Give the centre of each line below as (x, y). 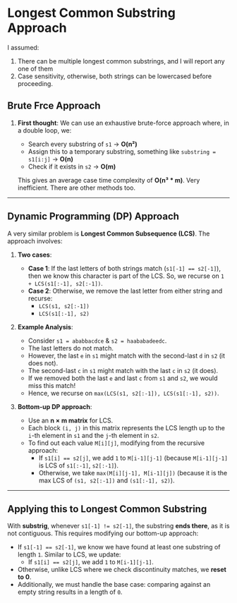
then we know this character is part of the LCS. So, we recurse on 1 (126, 276)
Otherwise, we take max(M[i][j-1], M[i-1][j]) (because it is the (133, 473)
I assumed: (23, 47)
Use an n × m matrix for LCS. (71, 420)
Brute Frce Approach (54, 106)
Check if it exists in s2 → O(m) (72, 166)
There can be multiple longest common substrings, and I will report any (121, 61)
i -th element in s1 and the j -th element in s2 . (93, 435)
